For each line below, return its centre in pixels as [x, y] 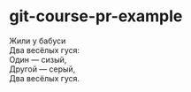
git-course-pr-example [96, 16]
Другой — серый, [42, 69]
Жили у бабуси [38, 41]
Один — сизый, [38, 59]
